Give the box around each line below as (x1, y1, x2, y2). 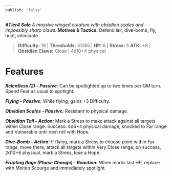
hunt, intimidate (5, 32, 38, 38)
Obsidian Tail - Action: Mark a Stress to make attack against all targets (5, 118, 156, 124)
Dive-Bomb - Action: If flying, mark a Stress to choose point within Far (5, 139, 155, 145)
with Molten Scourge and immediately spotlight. (5, 165, 106, 171)
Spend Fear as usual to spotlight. (5, 88, 75, 94)
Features (5, 65, 44, 77)
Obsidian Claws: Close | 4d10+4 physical (17, 48, 106, 54)
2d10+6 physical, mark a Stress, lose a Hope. (5, 149, 101, 156)
